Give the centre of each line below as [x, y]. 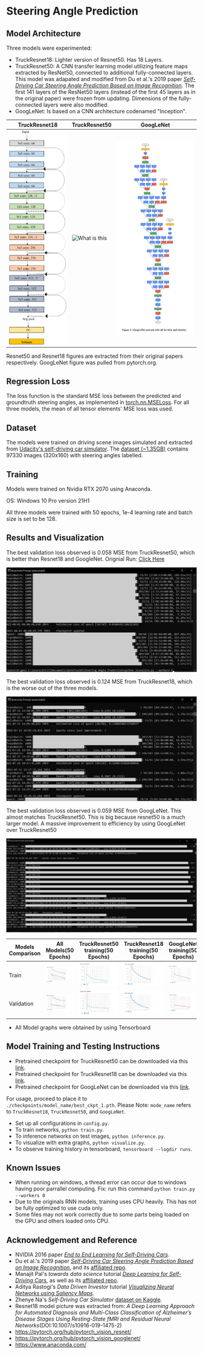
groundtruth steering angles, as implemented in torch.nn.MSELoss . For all [98, 402]
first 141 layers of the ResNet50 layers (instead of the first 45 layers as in [105, 92]
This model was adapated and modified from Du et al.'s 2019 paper [98, 79]
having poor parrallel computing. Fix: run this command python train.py [105, 1189]
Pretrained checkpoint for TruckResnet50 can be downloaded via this [101, 1061]
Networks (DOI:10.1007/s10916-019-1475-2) [68, 1326]
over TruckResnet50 [32, 830]
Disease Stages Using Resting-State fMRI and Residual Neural [93, 1319]
